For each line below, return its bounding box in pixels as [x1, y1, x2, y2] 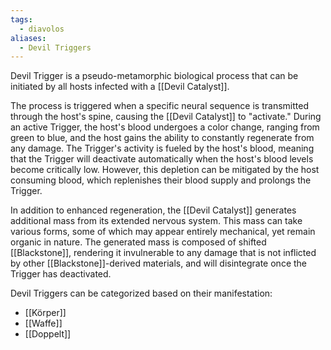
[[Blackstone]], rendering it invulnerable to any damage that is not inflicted [10, 247, 317, 259]
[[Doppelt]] [24, 328, 72, 340]
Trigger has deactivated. [10, 268, 112, 280]
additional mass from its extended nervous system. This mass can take [10, 215, 303, 227]
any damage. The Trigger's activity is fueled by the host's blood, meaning [10, 142, 315, 155]
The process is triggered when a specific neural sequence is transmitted [10, 100, 309, 112]
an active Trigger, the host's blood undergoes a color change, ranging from [10, 121, 320, 133]
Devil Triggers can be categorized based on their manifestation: [10, 287, 273, 300]
